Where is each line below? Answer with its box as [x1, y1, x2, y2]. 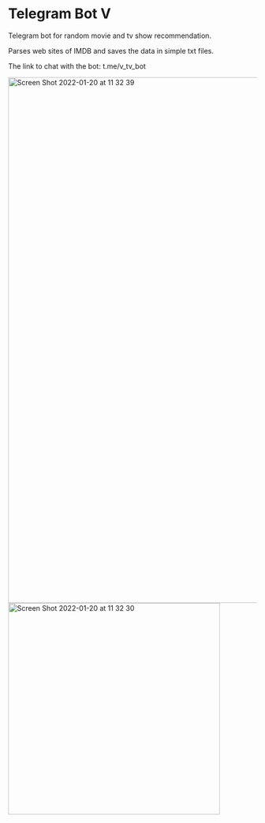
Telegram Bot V [8, 5, 112, 23]
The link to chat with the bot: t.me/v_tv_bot [8, 61, 146, 71]
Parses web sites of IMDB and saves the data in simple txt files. [8, 46, 215, 55]
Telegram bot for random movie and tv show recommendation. [8, 31, 211, 40]
